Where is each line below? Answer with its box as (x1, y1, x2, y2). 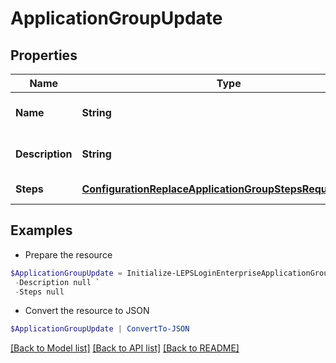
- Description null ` (14, 277, 101, 287)
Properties (10, 47, 78, 64)
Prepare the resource (24, 248, 113, 261)
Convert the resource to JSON (24, 305, 150, 317)
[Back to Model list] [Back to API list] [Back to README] (10, 342, 240, 354)
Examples (10, 222, 73, 239)
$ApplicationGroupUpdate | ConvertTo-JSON (10, 324, 190, 334)
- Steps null (14, 287, 65, 297)
